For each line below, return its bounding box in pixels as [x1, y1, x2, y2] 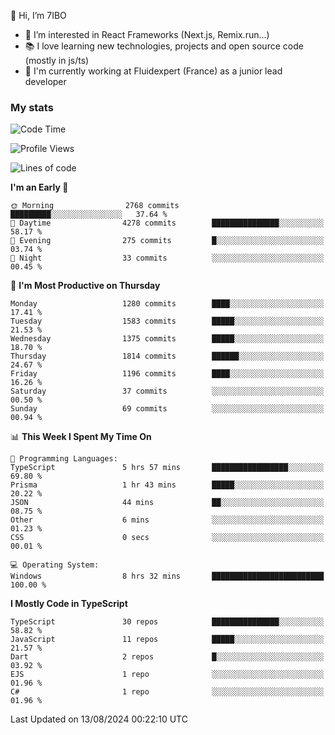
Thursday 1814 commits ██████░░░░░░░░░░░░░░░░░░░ [10, 351, 325, 362]
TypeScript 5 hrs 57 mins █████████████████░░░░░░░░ [10, 463, 325, 473]
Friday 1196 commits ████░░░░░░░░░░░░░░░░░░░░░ [10, 369, 325, 379]
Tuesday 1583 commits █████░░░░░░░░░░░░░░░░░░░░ [10, 316, 325, 327]
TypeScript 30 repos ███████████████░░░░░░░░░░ [10, 617, 325, 627]
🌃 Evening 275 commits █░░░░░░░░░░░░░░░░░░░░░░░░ [10, 236, 325, 246]
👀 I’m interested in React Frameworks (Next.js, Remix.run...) [24, 29, 270, 40]
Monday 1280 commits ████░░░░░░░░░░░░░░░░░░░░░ [10, 299, 325, 309]
